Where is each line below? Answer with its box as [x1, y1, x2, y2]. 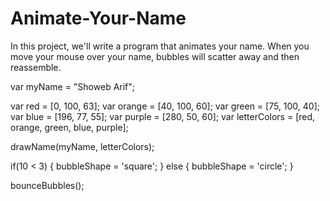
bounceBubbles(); [10, 179, 85, 191]
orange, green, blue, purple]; [10, 121, 129, 133]
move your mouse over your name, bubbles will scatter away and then [10, 50, 300, 62]
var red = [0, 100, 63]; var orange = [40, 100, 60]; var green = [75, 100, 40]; [10, 100, 321, 112]
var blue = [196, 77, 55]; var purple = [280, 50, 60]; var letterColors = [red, [10, 110, 316, 122]
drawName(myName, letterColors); [10, 140, 155, 152]
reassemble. [10, 61, 62, 73]
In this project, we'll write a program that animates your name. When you [10, 40, 310, 52]
